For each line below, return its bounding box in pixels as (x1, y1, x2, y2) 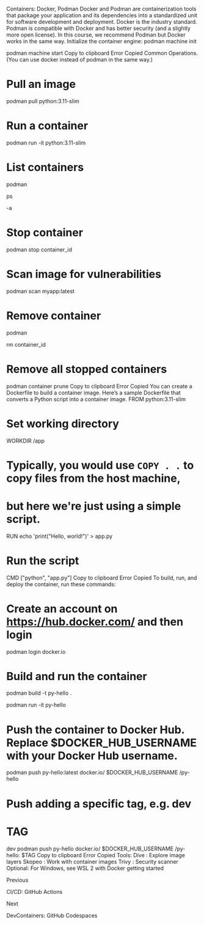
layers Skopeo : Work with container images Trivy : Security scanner (6, 858, 179, 865)
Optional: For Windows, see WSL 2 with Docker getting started (6, 864, 164, 872)
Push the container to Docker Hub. (6, 723, 185, 736)
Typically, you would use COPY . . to (6, 458, 194, 472)
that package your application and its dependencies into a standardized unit (6, 12, 197, 19)
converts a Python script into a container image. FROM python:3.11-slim (6, 395, 186, 402)
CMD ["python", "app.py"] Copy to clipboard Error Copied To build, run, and (6, 574, 197, 581)
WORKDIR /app (6, 437, 45, 444)
